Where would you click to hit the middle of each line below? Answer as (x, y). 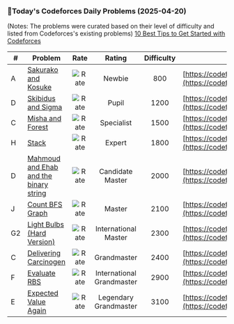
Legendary (116, 298)
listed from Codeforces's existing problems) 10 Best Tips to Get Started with (116, 33)
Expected (43, 293)
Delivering (44, 253)
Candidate (116, 172)
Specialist (116, 123)
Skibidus (41, 99)
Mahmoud (44, 159)
